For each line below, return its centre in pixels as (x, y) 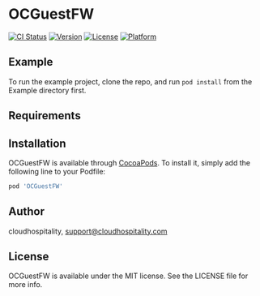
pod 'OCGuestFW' (36, 186)
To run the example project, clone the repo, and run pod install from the (130, 81)
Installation (37, 143)
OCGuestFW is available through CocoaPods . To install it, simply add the (130, 162)
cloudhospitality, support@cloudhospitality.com (88, 231)
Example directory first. (47, 90)
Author (26, 212)
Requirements (45, 116)
